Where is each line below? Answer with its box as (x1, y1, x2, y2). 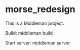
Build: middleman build (5, 30, 53, 36)
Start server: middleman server (5, 39, 70, 46)
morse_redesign (5, 4, 75, 15)
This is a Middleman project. (5, 20, 64, 26)
